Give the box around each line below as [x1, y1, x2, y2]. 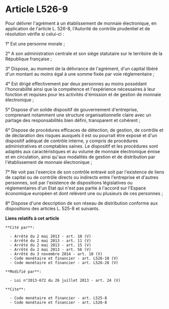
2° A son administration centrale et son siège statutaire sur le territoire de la [5, 50, 163, 56]
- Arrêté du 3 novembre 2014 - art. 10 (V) [10, 251, 102, 257]
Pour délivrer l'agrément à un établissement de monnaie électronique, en [5, 20, 157, 26]
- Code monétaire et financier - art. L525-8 [10, 295, 107, 300]
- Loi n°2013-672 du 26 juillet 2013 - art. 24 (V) [10, 278, 121, 283]
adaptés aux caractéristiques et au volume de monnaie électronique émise [5, 148, 160, 154]
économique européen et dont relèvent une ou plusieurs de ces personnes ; [5, 190, 163, 196]
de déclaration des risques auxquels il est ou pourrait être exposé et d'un [5, 132, 157, 138]
